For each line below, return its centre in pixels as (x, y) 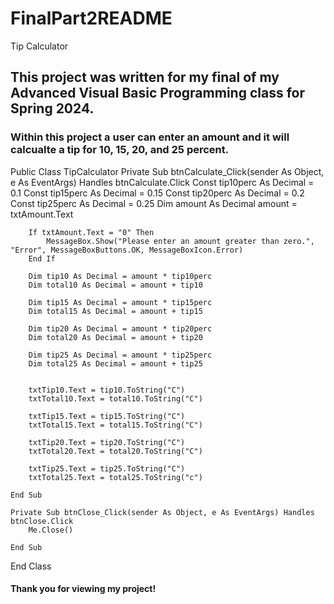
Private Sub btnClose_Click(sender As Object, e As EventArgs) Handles (162, 512)
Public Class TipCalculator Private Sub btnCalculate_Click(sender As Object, (167, 171)
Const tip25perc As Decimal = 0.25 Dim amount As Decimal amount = (154, 203)
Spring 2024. (52, 108)
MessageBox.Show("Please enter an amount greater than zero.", (180, 241)
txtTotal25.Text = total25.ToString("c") (115, 477)
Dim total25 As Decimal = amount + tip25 (115, 363)
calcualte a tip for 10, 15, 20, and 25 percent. (120, 150)
